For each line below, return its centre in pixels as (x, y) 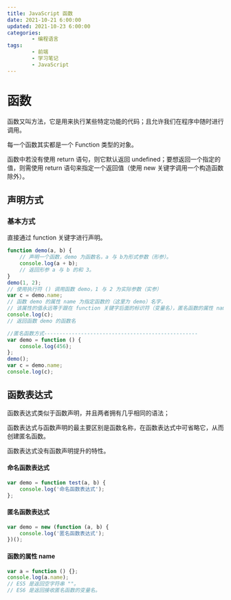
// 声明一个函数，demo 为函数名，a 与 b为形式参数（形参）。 (96, 257)
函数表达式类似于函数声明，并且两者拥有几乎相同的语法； (88, 413)
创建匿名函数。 (28, 436)
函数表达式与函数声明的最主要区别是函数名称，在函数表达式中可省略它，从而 (115, 427)
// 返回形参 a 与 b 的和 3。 (57, 270)
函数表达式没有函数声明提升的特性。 (58, 451)
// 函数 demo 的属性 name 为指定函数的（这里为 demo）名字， (87, 302)
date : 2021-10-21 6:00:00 (44, 20)
